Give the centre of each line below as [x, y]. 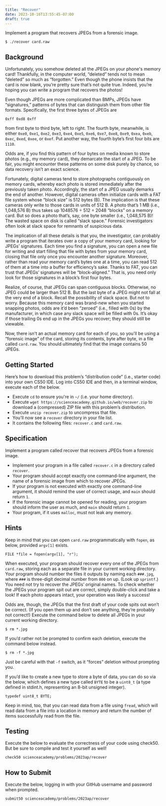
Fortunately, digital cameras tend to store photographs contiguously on [77, 179]
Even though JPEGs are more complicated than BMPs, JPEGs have [73, 100]
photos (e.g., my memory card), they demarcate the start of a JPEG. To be [81, 159]
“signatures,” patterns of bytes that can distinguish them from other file [78, 105]
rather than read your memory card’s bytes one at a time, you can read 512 [81, 262]
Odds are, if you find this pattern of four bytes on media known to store [78, 154]
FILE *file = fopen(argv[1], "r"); [42, 554]
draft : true [17, 19]
